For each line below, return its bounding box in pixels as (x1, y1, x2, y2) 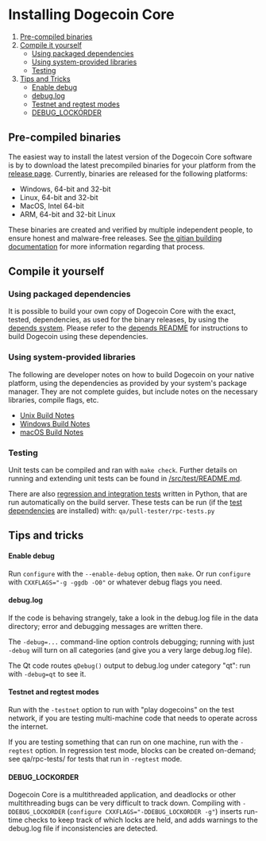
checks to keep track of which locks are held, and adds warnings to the (24, 816, 258, 825)
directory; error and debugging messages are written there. (8, 621, 203, 631)
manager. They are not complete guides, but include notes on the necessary (8, 387, 258, 396)
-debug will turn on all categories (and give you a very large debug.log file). (8, 645, 253, 654)
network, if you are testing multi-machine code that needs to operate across (8, 713, 258, 723)
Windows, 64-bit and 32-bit (19, 184, 111, 194)
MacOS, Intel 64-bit (19, 201, 85, 210)
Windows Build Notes (19, 419, 91, 428)
